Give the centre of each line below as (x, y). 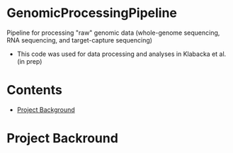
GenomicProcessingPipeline (92, 13)
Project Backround (62, 138)
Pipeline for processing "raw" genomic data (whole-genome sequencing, (113, 33)
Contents (35, 90)
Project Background (46, 109)
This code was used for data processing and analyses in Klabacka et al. (121, 54)
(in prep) (29, 61)
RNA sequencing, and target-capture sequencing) (80, 40)
